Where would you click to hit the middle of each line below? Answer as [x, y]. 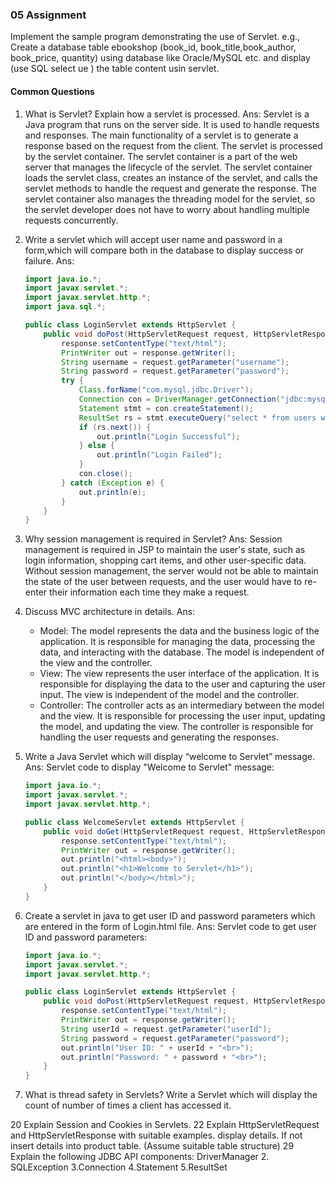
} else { [97, 446]
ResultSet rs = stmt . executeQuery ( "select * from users [197, 418]
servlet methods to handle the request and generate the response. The [171, 188]
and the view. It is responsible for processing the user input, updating [182, 716]
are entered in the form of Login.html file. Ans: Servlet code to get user [170, 926]
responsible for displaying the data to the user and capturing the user [182, 684]
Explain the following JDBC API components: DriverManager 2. [140, 1157]
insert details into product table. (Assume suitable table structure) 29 [152, 1146]
